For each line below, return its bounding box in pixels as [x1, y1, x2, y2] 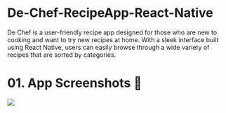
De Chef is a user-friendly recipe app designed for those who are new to [7, 28, 218, 36]
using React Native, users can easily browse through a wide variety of [7, 43, 210, 51]
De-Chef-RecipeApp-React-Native [7, 5, 213, 21]
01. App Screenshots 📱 [7, 75, 142, 91]
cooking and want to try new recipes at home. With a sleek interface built [7, 35, 219, 44]
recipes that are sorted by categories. [7, 51, 117, 59]
